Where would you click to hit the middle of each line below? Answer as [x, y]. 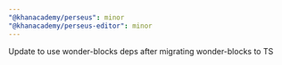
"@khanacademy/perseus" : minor [66, 17]
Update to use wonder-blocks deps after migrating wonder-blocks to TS [141, 51]
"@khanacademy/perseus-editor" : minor [80, 26]
